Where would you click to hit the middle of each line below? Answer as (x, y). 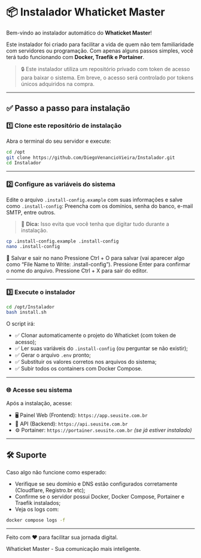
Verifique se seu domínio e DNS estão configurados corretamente (96, 484)
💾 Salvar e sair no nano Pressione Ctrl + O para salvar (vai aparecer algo (95, 258)
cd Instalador (24, 163)
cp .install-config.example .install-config (63, 241)
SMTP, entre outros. (31, 212)
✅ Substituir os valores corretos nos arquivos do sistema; (86, 362)
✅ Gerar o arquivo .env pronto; (53, 355)
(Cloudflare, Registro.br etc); (50, 490)
